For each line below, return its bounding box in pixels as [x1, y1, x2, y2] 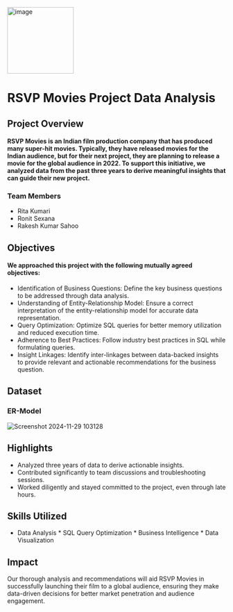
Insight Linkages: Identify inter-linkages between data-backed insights [17, 351, 219, 359]
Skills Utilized [7, 510, 67, 522]
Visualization [17, 536, 54, 545]
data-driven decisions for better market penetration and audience [7, 590, 195, 598]
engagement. [7, 597, 45, 605]
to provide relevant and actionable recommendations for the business [17, 358, 216, 367]
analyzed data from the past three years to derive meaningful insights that [7, 167, 226, 175]
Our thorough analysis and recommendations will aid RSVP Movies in [7, 574, 205, 583]
